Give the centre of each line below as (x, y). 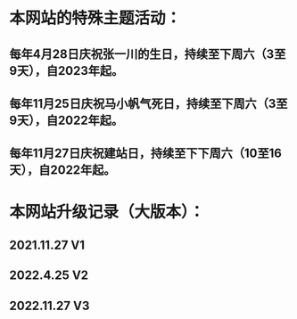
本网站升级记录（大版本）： (107, 212)
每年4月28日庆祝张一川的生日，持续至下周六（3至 (148, 54)
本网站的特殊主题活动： (95, 18)
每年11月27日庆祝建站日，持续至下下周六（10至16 (146, 154)
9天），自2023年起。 (66, 71)
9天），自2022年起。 (66, 120)
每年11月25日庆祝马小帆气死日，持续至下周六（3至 (148, 103)
